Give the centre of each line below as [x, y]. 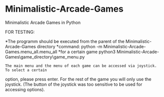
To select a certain [26, 70]
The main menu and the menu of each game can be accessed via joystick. [81, 66]
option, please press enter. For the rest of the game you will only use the [78, 79]
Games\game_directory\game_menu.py [45, 57]
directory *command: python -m [69, 46]
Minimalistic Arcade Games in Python [43, 22]
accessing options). [25, 89]
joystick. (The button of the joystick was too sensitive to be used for [74, 84]
